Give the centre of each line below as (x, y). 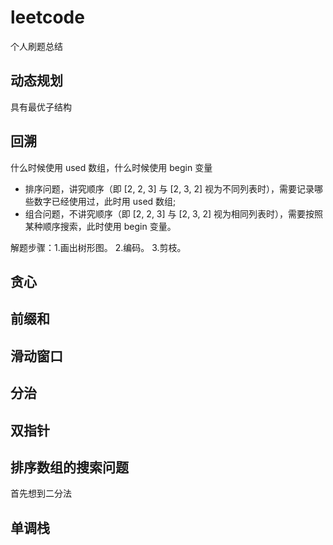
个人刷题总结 (36, 46)
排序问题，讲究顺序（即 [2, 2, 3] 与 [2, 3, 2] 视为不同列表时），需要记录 (169, 188)
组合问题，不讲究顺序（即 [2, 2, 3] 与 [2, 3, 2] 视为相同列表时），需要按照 (173, 213)
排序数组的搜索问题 (69, 467)
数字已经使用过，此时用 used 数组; (105, 201)
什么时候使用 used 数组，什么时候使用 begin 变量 (111, 167)
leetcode (47, 17)
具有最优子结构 (41, 107)
